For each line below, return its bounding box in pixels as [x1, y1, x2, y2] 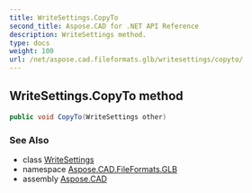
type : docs [9, 38, 50, 48]
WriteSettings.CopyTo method [9, 88, 184, 104]
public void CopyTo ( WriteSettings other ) [9, 112, 167, 122]
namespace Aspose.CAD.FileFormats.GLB [22, 163, 178, 174]
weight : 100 [9, 47, 54, 56]
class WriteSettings [22, 154, 94, 165]
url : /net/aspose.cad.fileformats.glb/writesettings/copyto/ [9, 55, 244, 64]
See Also [9, 133, 49, 146]
